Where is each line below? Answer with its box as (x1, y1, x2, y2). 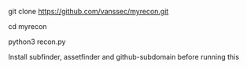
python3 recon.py (8, 37, 66, 46)
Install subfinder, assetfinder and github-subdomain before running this (8, 53, 240, 61)
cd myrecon (8, 22, 47, 31)
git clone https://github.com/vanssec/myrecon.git (8, 7, 169, 16)
